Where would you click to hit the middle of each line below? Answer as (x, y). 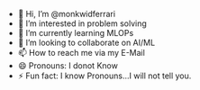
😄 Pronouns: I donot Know (68, 66)
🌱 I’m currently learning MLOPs (76, 33)
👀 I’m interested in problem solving (82, 23)
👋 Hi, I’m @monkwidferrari (66, 14)
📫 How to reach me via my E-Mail (82, 53)
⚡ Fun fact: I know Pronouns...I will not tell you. (105, 76)
